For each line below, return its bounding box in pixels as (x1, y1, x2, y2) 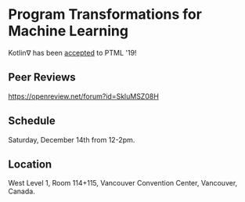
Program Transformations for (8, 5, 202, 23)
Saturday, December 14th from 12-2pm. (8, 135, 135, 144)
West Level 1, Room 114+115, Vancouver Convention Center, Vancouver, (8, 179, 238, 188)
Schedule (8, 114, 56, 128)
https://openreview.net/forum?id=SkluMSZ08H (8, 92, 159, 101)
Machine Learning (8, 22, 129, 40)
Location (8, 157, 52, 171)
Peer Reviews (8, 70, 76, 84)
